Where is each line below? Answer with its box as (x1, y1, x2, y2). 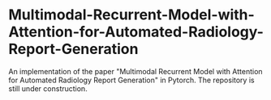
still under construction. (8, 83, 88, 94)
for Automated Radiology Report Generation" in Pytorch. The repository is (8, 75, 255, 85)
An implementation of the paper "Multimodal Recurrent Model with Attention (8, 66, 263, 76)
